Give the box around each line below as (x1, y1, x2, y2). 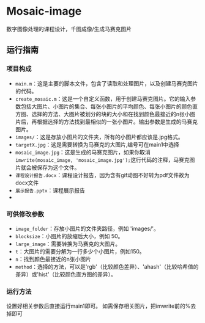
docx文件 (15, 179, 39, 186)
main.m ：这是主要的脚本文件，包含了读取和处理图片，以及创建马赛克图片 (15, 79, 198, 87)
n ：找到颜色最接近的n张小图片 (15, 255, 92, 263)
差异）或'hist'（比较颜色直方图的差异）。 (15, 270, 116, 278)
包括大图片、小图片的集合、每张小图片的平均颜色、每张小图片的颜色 (20, 103, 193, 110)
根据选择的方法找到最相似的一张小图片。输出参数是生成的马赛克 (36, 118, 198, 125)
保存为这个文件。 (36, 164, 80, 171)
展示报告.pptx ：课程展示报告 (15, 186, 86, 194)
